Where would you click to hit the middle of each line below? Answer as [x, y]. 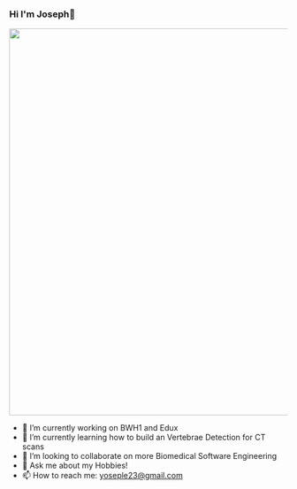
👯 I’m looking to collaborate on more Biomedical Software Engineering [149, 456]
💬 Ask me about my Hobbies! [75, 466]
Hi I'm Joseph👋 [42, 14]
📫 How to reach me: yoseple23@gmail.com [102, 476]
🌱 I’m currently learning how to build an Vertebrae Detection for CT [144, 438]
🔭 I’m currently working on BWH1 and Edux [100, 428]
